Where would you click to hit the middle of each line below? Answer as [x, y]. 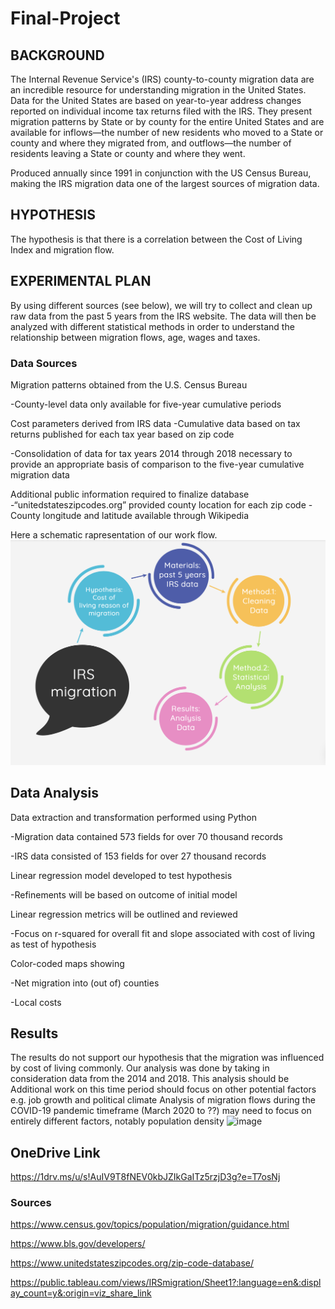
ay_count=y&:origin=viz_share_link [81, 1293]
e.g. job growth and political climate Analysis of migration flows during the [163, 1100]
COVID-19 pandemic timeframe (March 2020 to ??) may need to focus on [161, 1111]
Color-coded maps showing [67, 963]
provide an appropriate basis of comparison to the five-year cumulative [157, 464]
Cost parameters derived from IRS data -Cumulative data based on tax [155, 423]
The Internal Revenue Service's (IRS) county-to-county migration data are [162, 79]
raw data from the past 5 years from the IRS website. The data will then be [163, 316]
